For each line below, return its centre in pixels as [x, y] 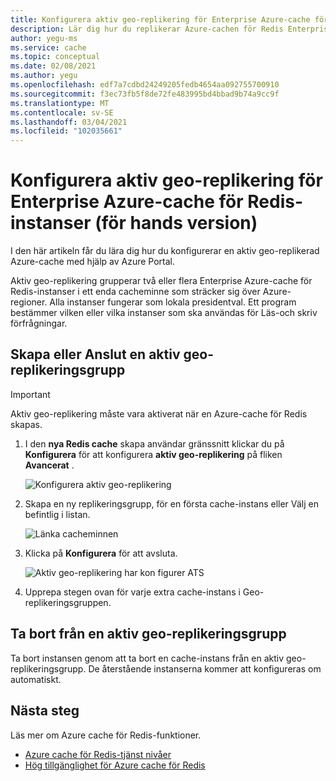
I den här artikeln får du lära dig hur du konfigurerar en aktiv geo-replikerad [165, 251]
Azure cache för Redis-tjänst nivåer [98, 754]
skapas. [26, 424]
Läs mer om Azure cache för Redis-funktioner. [106, 735]
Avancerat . [49, 465]
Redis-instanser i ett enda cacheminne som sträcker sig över [135, 292]
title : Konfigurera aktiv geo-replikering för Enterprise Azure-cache [160, 19]
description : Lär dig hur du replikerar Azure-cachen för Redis [147, 29]
